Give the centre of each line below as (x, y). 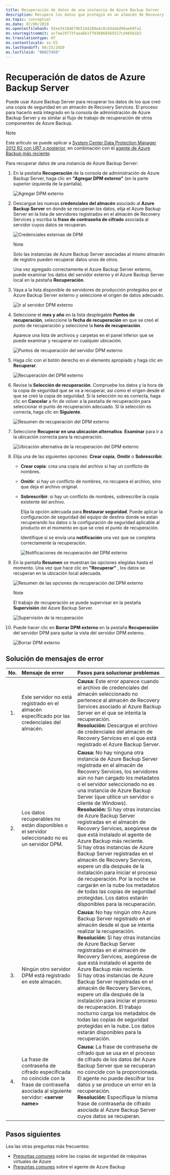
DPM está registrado (46, 976)
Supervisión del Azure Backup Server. (53, 608)
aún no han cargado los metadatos (118, 778)
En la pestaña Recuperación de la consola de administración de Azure (86, 173)
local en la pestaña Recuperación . (49, 280)
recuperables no (41, 819)
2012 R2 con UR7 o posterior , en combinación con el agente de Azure (78, 148)
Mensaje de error (43, 673)
